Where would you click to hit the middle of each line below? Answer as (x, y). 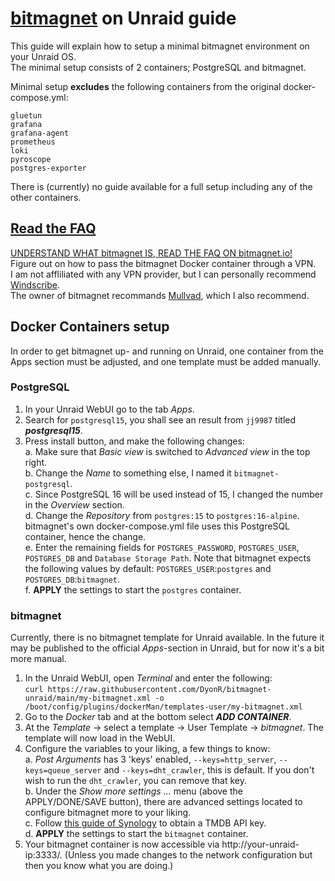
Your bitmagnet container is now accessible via (122, 844)
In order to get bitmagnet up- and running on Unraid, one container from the (167, 351)
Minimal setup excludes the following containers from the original (146, 86)
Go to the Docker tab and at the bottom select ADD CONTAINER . (158, 717)
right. (36, 462)
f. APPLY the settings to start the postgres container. (133, 589)
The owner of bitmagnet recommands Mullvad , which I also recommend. (160, 295)
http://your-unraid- (260, 844)
